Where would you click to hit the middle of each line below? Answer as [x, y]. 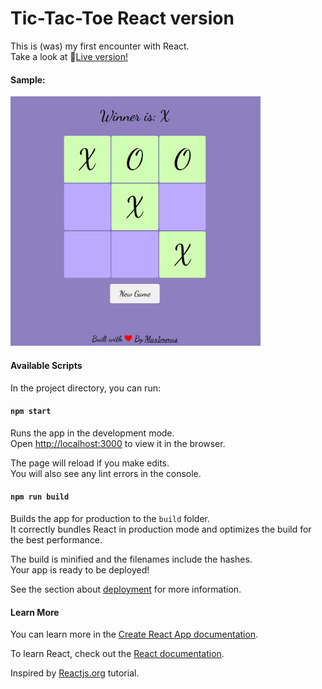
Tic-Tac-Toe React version [122, 18]
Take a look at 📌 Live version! [69, 56]
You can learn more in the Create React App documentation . [134, 634]
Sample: [28, 79]
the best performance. [56, 540]
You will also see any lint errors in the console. [106, 473]
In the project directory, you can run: [85, 388]
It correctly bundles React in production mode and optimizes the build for [161, 529]
